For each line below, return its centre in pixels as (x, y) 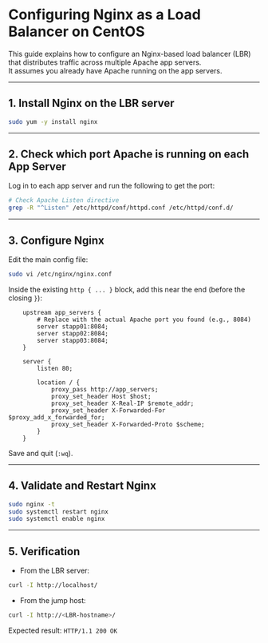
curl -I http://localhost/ (53, 585)
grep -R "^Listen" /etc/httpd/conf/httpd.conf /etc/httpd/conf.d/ (121, 208)
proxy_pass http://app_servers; (104, 389)
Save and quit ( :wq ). (41, 453)
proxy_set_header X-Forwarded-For (108, 410)
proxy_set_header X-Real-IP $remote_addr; (122, 403)
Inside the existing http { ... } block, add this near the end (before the (127, 289)
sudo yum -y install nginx (53, 121)
